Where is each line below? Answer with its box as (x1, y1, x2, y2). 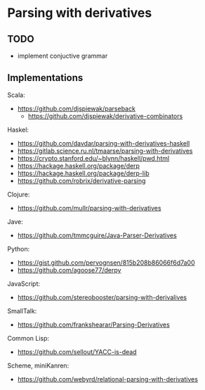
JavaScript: (7, 279, 41, 288)
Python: (7, 244, 30, 253)
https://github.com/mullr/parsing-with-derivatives (17, 203, 161, 212)
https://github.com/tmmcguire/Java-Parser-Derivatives (17, 231, 177, 239)
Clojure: (7, 190, 30, 199)
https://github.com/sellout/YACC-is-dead (17, 347, 137, 356)
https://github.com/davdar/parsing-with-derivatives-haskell (17, 139, 190, 147)
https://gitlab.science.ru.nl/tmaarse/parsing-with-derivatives (17, 146, 193, 155)
